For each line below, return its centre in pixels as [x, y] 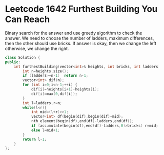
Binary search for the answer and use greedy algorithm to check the [74, 33]
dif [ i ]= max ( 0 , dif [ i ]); [54, 94]
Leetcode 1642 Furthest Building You [81, 9]
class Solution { [23, 57]
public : [13, 62]
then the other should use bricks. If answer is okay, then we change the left [81, 43]
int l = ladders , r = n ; [42, 103]
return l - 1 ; [35, 139]
